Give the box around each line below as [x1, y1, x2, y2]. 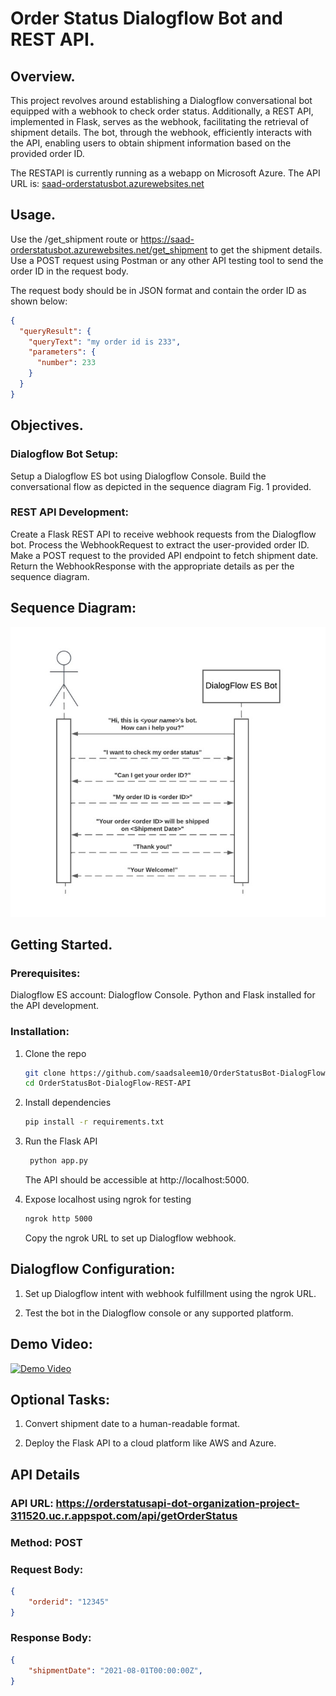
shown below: [10, 295, 68, 307]
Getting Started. [10, 936, 113, 953]
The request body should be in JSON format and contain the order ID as [10, 284, 307, 296]
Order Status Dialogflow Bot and [10, 7, 284, 30]
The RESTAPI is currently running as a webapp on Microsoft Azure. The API [10, 167, 321, 179]
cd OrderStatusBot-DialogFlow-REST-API [24, 1078, 192, 1089]
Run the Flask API [24, 1135, 98, 1147]
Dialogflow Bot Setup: [10, 447, 119, 461]
